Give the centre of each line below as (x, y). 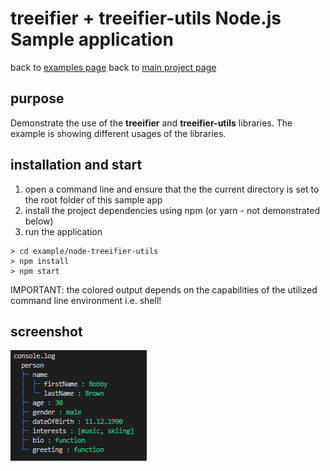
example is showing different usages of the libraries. (118, 133)
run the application (63, 231)
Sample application (92, 39)
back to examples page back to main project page (113, 67)
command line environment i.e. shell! (86, 300)
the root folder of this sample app (93, 199)
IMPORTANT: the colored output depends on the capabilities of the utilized (164, 289)
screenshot (46, 331)
